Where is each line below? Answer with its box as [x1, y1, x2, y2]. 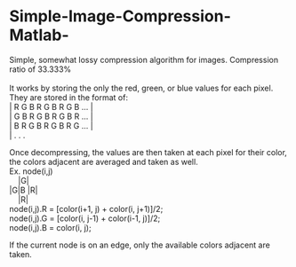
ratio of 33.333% [9, 64, 72, 75]
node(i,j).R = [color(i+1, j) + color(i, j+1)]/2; [9, 203, 164, 214]
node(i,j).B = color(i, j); [9, 222, 92, 232]
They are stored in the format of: [9, 91, 129, 103]
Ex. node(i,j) [9, 166, 53, 177]
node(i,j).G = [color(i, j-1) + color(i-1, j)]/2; [9, 213, 161, 224]
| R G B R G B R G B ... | [9, 101, 93, 112]
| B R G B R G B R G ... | [9, 120, 93, 130]
